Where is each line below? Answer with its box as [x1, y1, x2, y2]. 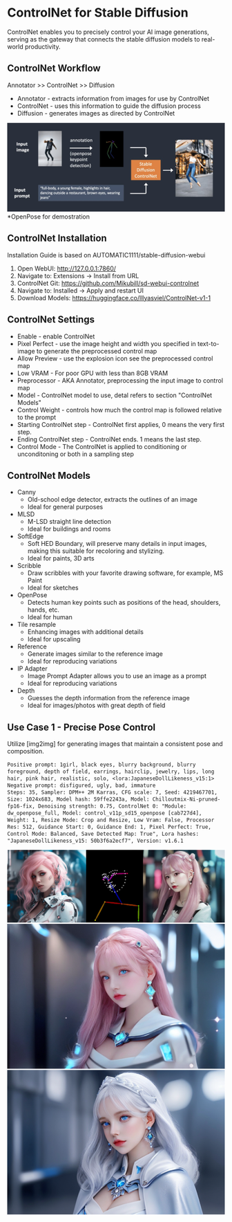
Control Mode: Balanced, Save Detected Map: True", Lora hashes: [7, 830, 199, 838]
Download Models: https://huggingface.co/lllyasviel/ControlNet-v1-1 [17, 293, 211, 302]
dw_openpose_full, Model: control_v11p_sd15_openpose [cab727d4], [7, 810, 202, 817]
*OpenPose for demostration [7, 212, 90, 221]
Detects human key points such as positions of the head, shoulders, [27, 599, 221, 607]
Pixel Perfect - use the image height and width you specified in [17, 339, 197, 347]
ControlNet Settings [7, 313, 95, 326]
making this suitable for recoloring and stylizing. [27, 547, 164, 555]
